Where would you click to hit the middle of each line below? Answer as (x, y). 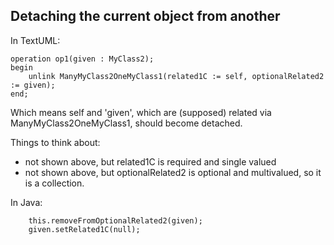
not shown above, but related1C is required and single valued (150, 161)
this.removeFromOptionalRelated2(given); (115, 220)
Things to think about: (55, 142)
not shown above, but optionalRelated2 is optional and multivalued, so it (173, 172)
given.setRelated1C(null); (84, 229)
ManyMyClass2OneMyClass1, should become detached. (126, 123)
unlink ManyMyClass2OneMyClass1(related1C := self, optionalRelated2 (176, 76)
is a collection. (54, 183)
